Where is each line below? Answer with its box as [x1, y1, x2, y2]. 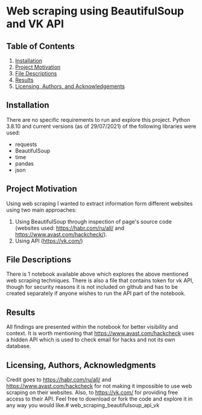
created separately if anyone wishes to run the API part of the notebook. [6, 290, 186, 297]
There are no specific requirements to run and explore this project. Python [6, 116, 191, 123]
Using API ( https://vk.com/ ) [14, 237, 83, 244]
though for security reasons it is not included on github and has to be [6, 284, 178, 291]
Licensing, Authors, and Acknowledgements [14, 83, 125, 90]
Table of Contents [6, 41, 75, 51]
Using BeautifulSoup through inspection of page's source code [14, 218, 172, 225]
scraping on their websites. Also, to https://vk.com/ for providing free [6, 389, 178, 396]
